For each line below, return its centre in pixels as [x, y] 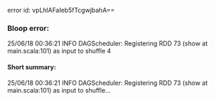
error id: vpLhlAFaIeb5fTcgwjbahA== [61, 10]
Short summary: [32, 67]
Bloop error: [28, 28]
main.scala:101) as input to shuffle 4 [59, 51]
